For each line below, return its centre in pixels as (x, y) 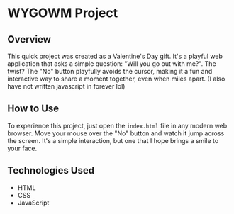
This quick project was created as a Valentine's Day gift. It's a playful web (115, 56)
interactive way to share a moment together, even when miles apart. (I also (116, 79)
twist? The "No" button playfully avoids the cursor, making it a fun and (110, 71)
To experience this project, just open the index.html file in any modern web (117, 125)
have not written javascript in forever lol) (66, 86)
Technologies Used (51, 170)
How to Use (33, 109)
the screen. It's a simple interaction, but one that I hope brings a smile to (113, 140)
